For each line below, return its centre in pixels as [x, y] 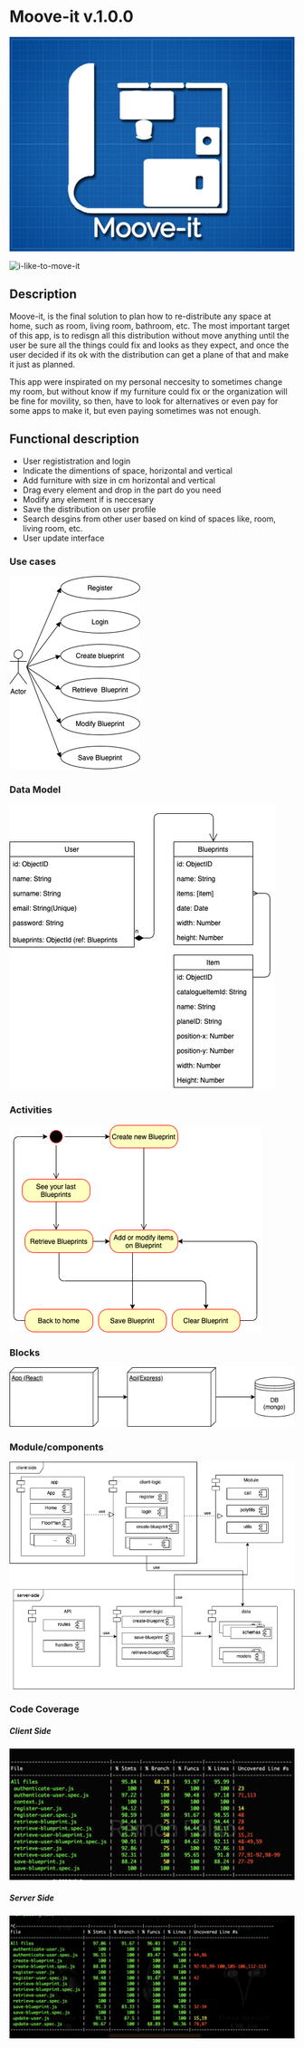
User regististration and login [76, 461]
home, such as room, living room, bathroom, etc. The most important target [150, 325]
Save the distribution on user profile [89, 509]
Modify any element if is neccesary [88, 499]
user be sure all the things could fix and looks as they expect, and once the [149, 345]
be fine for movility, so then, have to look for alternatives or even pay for [144, 401]
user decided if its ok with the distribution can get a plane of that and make [149, 354]
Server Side [32, 1898]
